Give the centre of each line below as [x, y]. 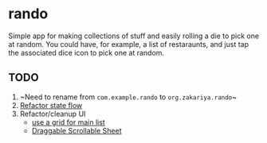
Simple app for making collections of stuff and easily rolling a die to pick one [134, 36]
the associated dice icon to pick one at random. [86, 52]
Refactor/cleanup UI [53, 114]
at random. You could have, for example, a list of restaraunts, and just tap [129, 44]
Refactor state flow [51, 105]
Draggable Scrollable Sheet [77, 130]
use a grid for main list [68, 122]
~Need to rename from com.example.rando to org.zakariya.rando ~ [128, 97]
